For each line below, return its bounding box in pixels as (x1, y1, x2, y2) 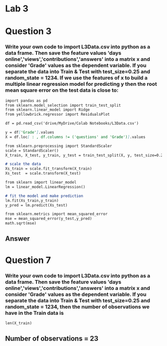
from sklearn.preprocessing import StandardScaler (5, 143, 112, 148)
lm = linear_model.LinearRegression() (5, 184, 85, 189)
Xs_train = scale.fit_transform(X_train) (5, 166, 92, 171)
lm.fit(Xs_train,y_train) (5, 198, 59, 203)
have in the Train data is (5, 309, 64, 316)
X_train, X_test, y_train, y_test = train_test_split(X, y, (5, 152, 133, 158)
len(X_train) (5, 321, 32, 326)
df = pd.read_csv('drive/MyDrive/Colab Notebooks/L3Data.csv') (5, 121, 139, 126)
